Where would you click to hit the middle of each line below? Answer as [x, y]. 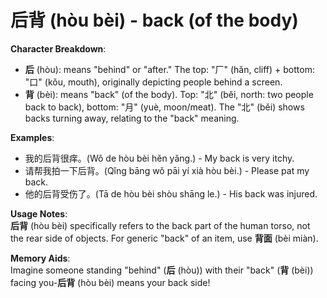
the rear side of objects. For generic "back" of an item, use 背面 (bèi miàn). [164, 238]
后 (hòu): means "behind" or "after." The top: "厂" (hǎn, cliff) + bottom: [169, 69]
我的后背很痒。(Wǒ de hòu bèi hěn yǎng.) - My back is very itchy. [159, 158]
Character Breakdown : [58, 48]
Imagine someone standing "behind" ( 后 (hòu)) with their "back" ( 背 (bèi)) [162, 270]
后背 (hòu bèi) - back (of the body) [154, 20]
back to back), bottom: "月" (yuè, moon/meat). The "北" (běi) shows [164, 107]
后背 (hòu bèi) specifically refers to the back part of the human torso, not [160, 225]
